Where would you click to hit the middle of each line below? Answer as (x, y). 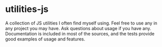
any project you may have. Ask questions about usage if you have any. (78, 28)
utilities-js (27, 9)
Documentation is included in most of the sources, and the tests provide (80, 33)
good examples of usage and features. (45, 39)
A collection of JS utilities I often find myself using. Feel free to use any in (81, 23)
